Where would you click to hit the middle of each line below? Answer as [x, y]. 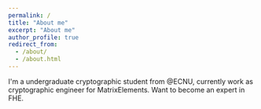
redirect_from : [33, 45]
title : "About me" [38, 23]
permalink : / [29, 15]
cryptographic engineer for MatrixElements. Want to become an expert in [127, 89]
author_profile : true [44, 37]
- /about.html [38, 60]
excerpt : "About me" [42, 30]
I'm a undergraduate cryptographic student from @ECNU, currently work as [131, 81]
